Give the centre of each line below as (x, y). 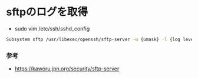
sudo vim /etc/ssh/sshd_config (52, 28)
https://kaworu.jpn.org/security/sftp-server (67, 69)
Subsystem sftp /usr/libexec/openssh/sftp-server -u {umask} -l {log (93, 39)
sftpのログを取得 (47, 12)
